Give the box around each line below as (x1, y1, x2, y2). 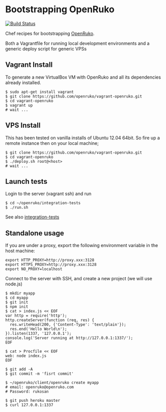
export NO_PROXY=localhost (5, 266, 63, 272)
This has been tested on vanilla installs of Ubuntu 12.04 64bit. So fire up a (5, 134, 160, 141)
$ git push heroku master (5, 398, 60, 403)
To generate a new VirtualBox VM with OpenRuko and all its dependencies (5, 74, 161, 80)
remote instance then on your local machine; (5, 140, 99, 146)
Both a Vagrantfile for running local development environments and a (5, 40, 150, 46)
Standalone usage (5, 229, 65, 237)
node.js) (5, 281, 23, 287)
